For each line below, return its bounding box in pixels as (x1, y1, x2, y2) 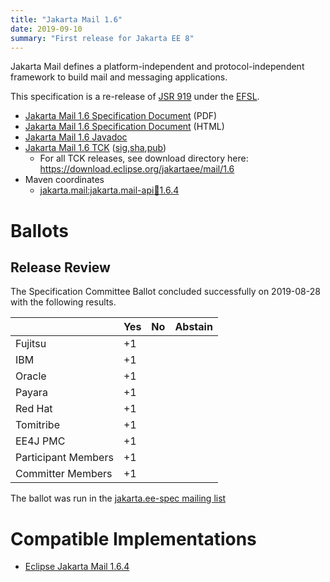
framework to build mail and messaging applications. (10, 71, 228, 83)
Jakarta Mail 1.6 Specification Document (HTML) (24, 121, 225, 133)
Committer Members (15, 467, 113, 481)
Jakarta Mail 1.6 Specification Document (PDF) (24, 110, 218, 122)
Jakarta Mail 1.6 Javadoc (24, 131, 128, 143)
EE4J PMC (15, 434, 66, 448)
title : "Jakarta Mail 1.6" (10, 14, 123, 25)
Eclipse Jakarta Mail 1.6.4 (24, 561, 130, 573)
